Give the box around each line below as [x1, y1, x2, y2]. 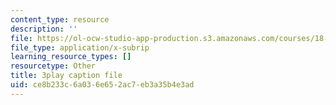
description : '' [10, 24, 78, 34]
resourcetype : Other [10, 61, 97, 71]
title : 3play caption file [10, 71, 123, 81]
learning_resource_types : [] [10, 52, 132, 62]
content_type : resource [10, 14, 110, 25]
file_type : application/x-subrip [10, 42, 150, 53]
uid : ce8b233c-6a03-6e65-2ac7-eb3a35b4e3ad [10, 80, 195, 90]
